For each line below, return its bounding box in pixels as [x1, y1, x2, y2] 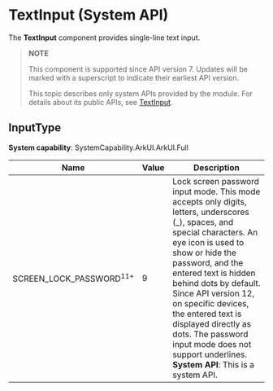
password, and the [172, 257, 244, 268]
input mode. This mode [172, 186, 261, 197]
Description [193, 161, 240, 173]
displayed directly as [172, 318, 252, 329]
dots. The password [172, 328, 249, 340]
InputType [8, 121, 62, 135]
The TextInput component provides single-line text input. [8, 33, 201, 42]
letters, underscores [172, 206, 249, 217]
